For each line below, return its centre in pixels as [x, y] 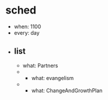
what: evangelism [53, 78]
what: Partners [40, 65]
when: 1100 [27, 26]
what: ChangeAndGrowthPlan [67, 90]
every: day [27, 32]
